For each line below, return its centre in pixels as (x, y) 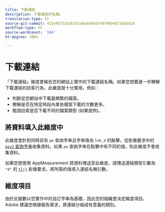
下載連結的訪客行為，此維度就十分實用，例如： (52, 88)
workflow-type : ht (24, 28)
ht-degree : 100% (22, 37)
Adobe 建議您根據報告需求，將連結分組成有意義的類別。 (62, 205)
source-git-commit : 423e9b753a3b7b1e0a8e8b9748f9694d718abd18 (70, 23)
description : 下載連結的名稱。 (34, 14)
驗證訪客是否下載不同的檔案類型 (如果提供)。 (57, 110)
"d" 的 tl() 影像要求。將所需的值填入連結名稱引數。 (58, 169)
